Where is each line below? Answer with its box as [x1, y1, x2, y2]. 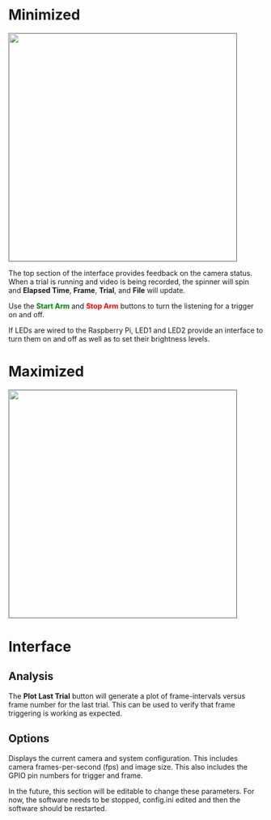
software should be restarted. [8, 803, 108, 813]
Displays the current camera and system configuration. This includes [8, 753, 239, 763]
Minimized [8, 6, 81, 24]
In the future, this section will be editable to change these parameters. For [8, 786, 255, 796]
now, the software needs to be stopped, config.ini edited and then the [8, 795, 241, 805]
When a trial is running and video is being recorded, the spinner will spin [8, 277, 249, 287]
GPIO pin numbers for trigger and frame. [8, 771, 143, 780]
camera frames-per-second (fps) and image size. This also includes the [8, 762, 248, 771]
